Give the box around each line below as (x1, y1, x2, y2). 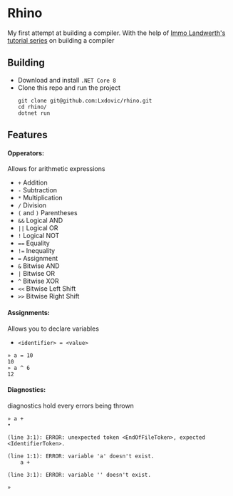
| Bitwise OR (17, 269, 56, 278)
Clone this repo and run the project (17, 83, 121, 92)
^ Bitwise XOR (17, 277, 59, 286)
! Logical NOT (17, 232, 60, 240)
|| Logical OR (17, 224, 58, 232)
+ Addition (17, 178, 48, 187)
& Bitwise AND (17, 262, 60, 270)
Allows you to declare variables (7, 324, 100, 333)
